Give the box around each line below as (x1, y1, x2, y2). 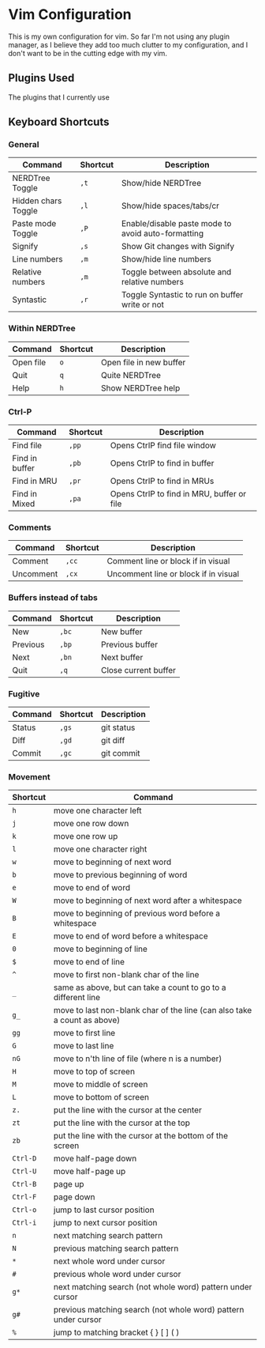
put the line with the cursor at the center (54, 1104, 203, 1116)
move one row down (54, 818, 129, 829)
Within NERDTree (8, 323, 77, 334)
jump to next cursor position (54, 1218, 158, 1229)
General (8, 139, 39, 150)
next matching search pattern (54, 1230, 163, 1241)
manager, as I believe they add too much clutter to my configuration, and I (8, 40, 248, 49)
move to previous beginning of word (54, 870, 188, 881)
